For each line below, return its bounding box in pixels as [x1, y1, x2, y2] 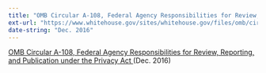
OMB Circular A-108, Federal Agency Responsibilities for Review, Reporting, [8, 48, 255, 57]
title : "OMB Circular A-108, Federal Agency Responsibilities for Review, [8, 11, 260, 20]
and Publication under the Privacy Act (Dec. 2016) [8, 56, 172, 65]
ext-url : [8, 19, 37, 27]
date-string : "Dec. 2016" [8, 26, 93, 34]
